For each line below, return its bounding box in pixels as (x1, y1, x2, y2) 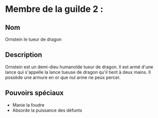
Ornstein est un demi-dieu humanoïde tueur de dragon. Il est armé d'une (5, 63, 154, 70)
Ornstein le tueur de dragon (5, 36, 62, 42)
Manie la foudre (12, 102, 45, 108)
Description (5, 51, 42, 59)
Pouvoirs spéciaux (5, 89, 64, 97)
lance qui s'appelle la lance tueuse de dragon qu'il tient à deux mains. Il (5, 69, 151, 75)
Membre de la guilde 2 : (5, 3, 104, 15)
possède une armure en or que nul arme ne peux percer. (5, 74, 121, 80)
